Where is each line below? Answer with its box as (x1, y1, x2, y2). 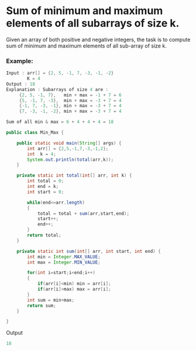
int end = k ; (27, 184, 59, 190)
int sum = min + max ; (27, 297, 75, 303)
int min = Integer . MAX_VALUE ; (27, 254, 101, 259)
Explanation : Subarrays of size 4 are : (6, 86, 109, 92)
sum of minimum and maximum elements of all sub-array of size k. (6, 42, 167, 49)
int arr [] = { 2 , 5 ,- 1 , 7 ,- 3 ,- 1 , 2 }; (27, 146, 109, 151)
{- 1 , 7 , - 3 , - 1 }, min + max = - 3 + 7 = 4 (19, 103, 122, 109)
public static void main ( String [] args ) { (16, 140, 122, 146)
